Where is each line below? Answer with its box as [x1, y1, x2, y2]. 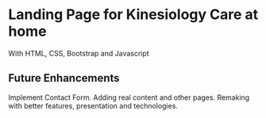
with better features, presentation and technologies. [8, 101, 179, 110]
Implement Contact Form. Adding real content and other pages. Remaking [8, 93, 250, 102]
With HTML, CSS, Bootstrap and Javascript [8, 48, 149, 58]
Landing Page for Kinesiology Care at [8, 6, 259, 24]
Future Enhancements [8, 71, 121, 85]
